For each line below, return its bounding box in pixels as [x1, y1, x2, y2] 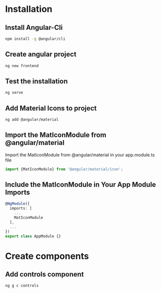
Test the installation [5, 77, 68, 85]
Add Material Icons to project [5, 104, 97, 112]
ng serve [5, 90, 23, 95]
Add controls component [5, 270, 84, 279]
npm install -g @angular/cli [5, 36, 66, 41]
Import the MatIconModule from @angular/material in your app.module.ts [5, 151, 155, 157]
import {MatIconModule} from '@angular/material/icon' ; [5, 166, 123, 172]
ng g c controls [5, 283, 39, 289]
